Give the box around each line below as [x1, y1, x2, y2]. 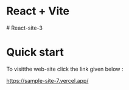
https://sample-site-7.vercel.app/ [6, 77, 89, 84]
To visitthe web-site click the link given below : [6, 65, 124, 72]
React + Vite [6, 4, 70, 18]
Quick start [6, 45, 64, 59]
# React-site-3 [6, 24, 43, 31]
